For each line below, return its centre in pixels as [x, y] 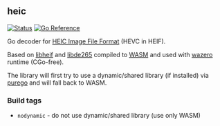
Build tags [25, 101]
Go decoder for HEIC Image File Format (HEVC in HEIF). [86, 41]
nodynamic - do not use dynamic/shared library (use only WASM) [109, 116]
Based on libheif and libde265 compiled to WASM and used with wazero [110, 54]
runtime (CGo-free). [36, 62]
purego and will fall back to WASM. [57, 83]
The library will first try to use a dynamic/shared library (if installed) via [108, 75]
